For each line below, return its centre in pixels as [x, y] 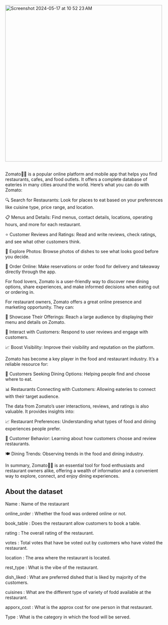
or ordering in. [20, 292]
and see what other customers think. [43, 242]
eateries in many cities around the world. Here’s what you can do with [77, 185]
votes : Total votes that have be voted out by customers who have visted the [84, 542]
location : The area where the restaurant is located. [58, 557]
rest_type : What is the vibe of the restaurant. [52, 567]
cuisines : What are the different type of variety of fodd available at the [78, 592]
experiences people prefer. [33, 429]
